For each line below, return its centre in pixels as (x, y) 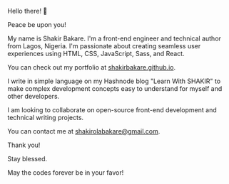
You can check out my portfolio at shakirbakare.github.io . (92, 67)
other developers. (34, 96)
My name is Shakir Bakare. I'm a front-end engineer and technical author (114, 38)
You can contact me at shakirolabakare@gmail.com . (84, 131)
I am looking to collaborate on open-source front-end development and (112, 110)
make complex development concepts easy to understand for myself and (115, 88)
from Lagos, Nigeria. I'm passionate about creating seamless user (104, 46)
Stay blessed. (27, 159)
